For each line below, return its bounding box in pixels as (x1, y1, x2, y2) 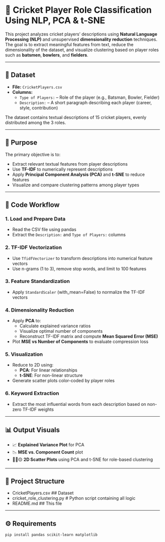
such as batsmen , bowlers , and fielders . (5, 52, 88, 58)
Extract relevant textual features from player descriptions (12, 161, 128, 167)
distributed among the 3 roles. (5, 119, 66, 125)
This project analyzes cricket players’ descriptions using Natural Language (5, 31, 158, 37)
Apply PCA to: (12, 318, 41, 324)
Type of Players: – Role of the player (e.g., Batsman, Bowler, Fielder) (19, 94, 160, 100)
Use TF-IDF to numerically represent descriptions (12, 166, 113, 172)
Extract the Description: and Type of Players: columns (12, 232, 126, 238)
